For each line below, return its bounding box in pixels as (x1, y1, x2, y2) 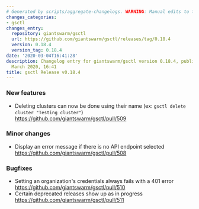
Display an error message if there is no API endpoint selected (14, 143, 165, 150)
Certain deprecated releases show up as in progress (14, 190, 143, 197)
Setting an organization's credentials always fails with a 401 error (14, 178, 174, 185)
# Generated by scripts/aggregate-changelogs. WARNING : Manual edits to (6, 8, 190, 15)
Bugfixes (6, 164, 33, 172)
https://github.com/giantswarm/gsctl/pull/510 (14, 184, 126, 191)
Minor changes (6, 130, 51, 138)
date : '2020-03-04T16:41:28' (6, 53, 78, 59)
